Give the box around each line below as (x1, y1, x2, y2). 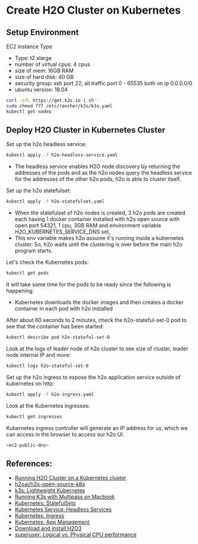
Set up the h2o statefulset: (6, 187, 71, 194)
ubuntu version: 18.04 (14, 86, 68, 93)
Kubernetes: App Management (14, 518, 90, 526)
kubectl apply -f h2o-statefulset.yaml (6, 198, 105, 205)
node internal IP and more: (6, 351, 71, 358)
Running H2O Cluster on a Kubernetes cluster (14, 475, 126, 482)
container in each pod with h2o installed (14, 305, 113, 312)
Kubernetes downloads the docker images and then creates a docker (14, 299, 184, 306)
